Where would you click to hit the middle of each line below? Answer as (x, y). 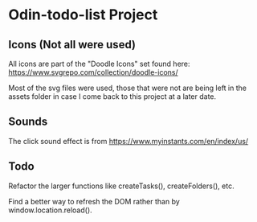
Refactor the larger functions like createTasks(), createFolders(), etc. (121, 186)
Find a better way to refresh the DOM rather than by (94, 201)
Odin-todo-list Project (83, 15)
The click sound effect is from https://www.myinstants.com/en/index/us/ (128, 141)
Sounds (28, 122)
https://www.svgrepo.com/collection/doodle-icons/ (93, 72)
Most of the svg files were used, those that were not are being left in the (128, 88)
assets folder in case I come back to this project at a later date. (112, 97)
